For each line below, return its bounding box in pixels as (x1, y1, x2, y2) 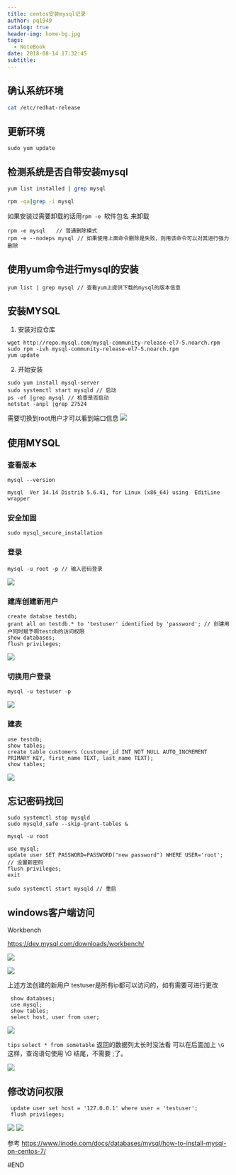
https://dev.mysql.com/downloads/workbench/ (7, 940, 145, 948)
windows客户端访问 (7, 906, 96, 918)
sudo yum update (7, 145, 55, 152)
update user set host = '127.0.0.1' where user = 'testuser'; (10, 1105, 198, 1112)
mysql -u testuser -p (7, 688, 72, 695)
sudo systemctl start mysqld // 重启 (7, 886, 117, 893)
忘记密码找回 (7, 795, 64, 807)
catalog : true (7, 23, 50, 31)
